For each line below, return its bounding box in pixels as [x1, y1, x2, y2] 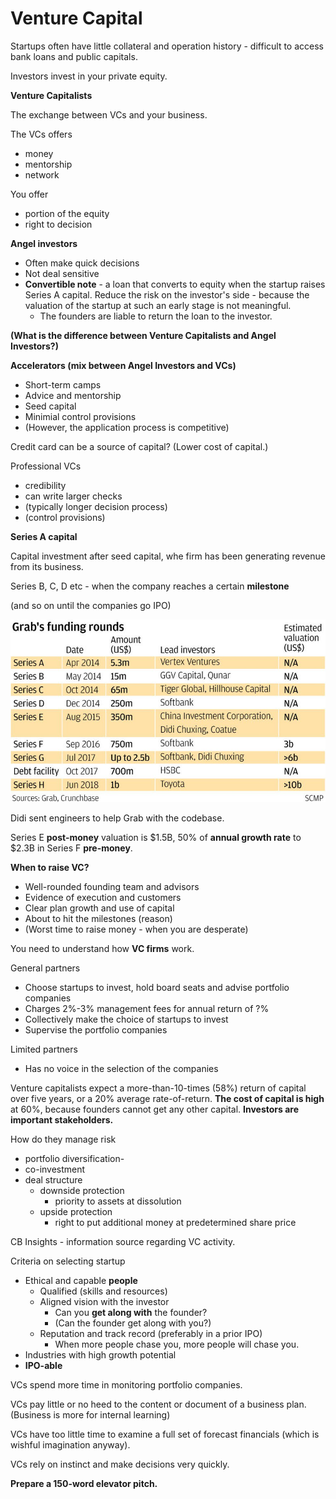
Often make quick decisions [24, 257, 140, 269]
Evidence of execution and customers [24, 892, 182, 904]
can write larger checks [24, 490, 123, 502]
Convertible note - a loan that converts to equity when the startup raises [24, 278, 326, 290]
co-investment [24, 1163, 86, 1176]
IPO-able [24, 1360, 63, 1372]
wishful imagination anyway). [10, 1439, 131, 1451]
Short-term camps [24, 378, 102, 391]
